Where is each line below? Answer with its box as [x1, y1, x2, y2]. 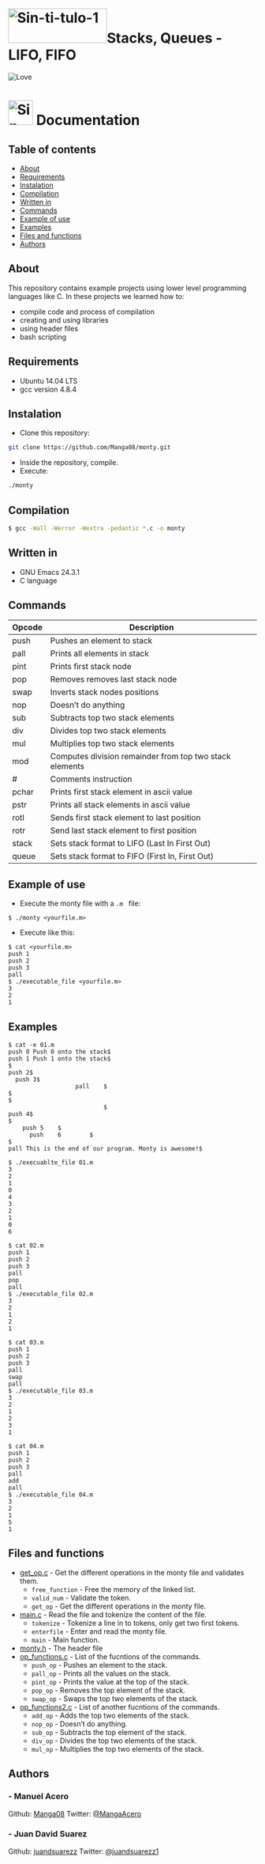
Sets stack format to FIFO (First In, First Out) [50, 851, 215, 862]
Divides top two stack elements [50, 725, 167, 736]
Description [129, 622, 174, 633]
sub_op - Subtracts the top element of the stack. [31, 1727, 187, 1737]
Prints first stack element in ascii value [50, 787, 193, 798]
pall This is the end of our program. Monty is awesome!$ [8, 1145, 203, 1153]
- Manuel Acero [8, 1791, 69, 1802]
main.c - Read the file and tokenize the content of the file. [19, 1609, 207, 1619]
